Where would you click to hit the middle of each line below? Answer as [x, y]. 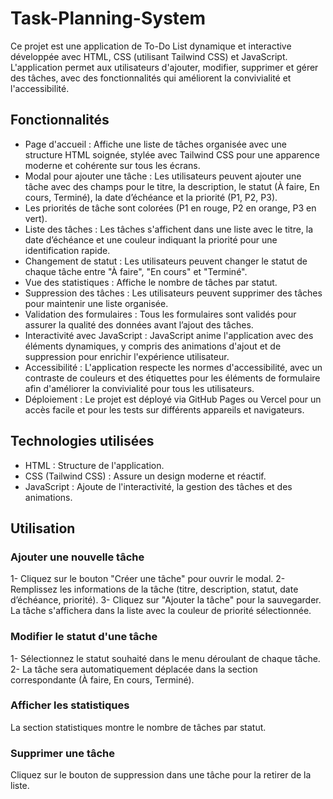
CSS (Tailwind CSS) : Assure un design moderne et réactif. [145, 476]
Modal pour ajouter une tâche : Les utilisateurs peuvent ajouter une [163, 176]
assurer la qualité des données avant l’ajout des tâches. [139, 324]
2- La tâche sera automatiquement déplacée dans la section [134, 669]
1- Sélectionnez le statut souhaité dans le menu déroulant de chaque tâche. [165, 658]
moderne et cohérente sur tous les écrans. [112, 165]
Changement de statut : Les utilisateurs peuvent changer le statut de [166, 261]
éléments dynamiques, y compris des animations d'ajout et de [153, 346]
